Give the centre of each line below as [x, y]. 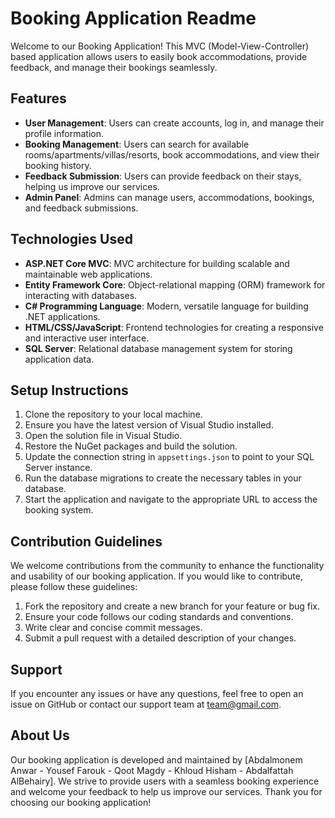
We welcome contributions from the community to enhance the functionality [167, 566]
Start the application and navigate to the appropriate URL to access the [171, 499]
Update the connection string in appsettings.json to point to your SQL [169, 457]
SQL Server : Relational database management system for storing [158, 348]
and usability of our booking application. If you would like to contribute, [157, 576]
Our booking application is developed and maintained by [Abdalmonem [156, 759]
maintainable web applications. [88, 274]
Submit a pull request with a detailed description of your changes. [160, 638]
